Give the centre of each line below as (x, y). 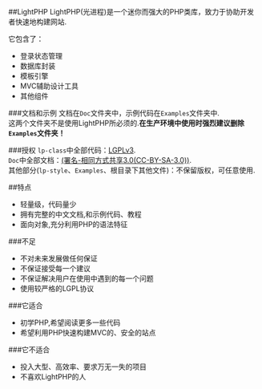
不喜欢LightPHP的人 (53, 377)
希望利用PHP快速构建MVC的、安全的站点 (88, 332)
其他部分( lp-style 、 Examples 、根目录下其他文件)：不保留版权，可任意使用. (132, 170)
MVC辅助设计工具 (49, 86)
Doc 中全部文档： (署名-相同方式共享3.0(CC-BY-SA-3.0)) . (100, 160)
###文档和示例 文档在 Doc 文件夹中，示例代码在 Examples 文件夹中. (114, 113)
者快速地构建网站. (38, 22)
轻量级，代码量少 (48, 204)
